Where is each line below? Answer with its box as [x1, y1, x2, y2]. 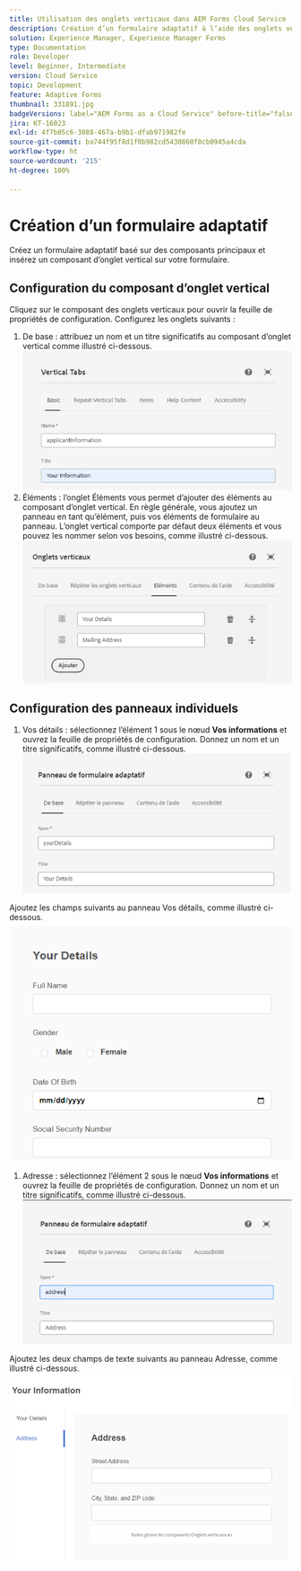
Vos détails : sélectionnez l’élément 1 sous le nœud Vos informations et [21, 724, 288, 735]
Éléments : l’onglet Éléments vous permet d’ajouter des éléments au [21, 492, 272, 503]
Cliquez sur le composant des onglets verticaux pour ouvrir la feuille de [9, 304, 273, 315]
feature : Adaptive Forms [9, 90, 102, 99]
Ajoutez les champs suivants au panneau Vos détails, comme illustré [9, 902, 262, 913]
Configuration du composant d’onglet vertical [9, 280, 271, 295]
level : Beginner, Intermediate [9, 62, 126, 71]
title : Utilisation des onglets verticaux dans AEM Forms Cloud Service [9, 14, 287, 23]
